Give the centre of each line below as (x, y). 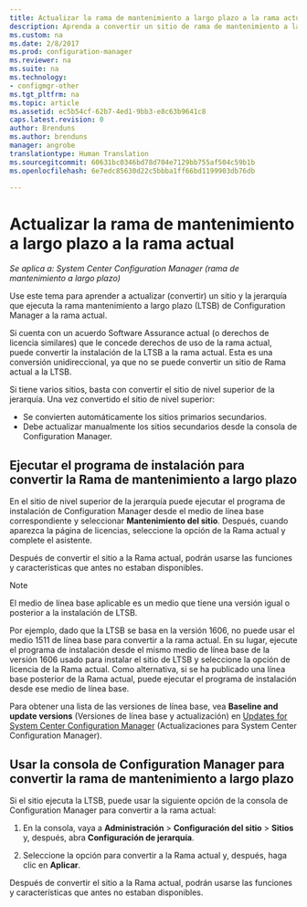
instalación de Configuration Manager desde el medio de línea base (137, 512)
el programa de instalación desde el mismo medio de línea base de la (140, 650)
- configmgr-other (44, 86)
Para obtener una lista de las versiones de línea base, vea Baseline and (144, 707)
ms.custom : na (37, 35)
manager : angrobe (42, 145)
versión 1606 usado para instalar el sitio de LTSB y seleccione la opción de (150, 659)
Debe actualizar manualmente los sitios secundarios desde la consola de (160, 427)
